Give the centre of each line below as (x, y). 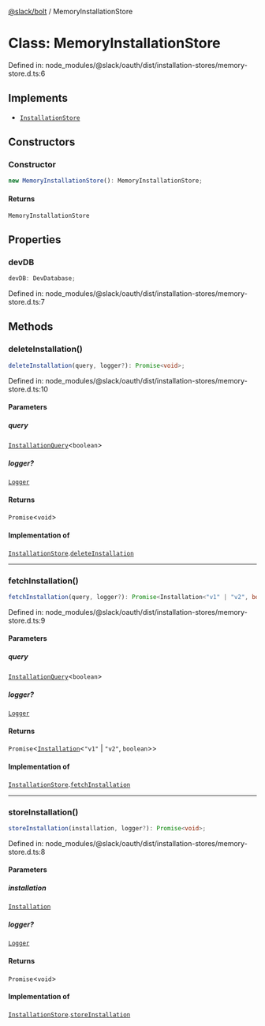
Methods (31, 327)
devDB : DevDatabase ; (42, 279)
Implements (38, 98)
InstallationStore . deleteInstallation (71, 552)
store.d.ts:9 (27, 620)
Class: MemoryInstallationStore (114, 43)
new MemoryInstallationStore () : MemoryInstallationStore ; (105, 181)
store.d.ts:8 (27, 852)
